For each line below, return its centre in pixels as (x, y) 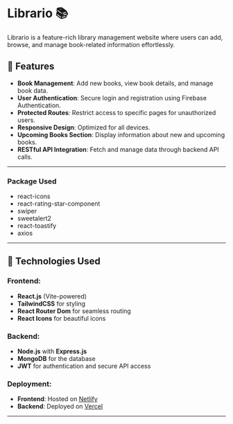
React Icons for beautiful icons (61, 318)
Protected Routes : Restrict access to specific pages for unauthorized (116, 112)
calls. (25, 157)
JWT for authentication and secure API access (84, 366)
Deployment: (29, 384)
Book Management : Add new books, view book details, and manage (115, 83)
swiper (27, 211)
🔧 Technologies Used (54, 262)
